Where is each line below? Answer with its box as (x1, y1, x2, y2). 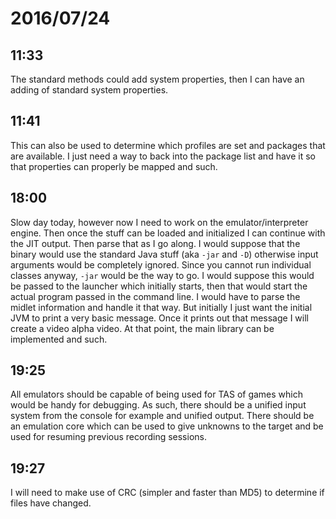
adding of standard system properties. (10, 84, 169, 96)
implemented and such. (10, 333, 108, 345)
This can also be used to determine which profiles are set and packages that (10, 139, 326, 151)
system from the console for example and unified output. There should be (10, 410, 315, 422)
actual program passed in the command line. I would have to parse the (10, 290, 301, 302)
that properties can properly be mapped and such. (10, 160, 218, 172)
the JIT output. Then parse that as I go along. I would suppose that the (10, 237, 301, 249)
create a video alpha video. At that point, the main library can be (10, 322, 275, 334)
